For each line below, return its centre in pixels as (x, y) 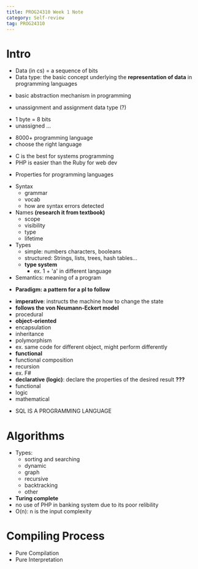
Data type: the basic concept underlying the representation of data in (104, 77)
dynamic (35, 466)
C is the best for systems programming (64, 156)
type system (41, 265)
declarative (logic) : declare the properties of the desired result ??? (100, 380)
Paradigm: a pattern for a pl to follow (63, 289)
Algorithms (36, 436)
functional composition (44, 360)
